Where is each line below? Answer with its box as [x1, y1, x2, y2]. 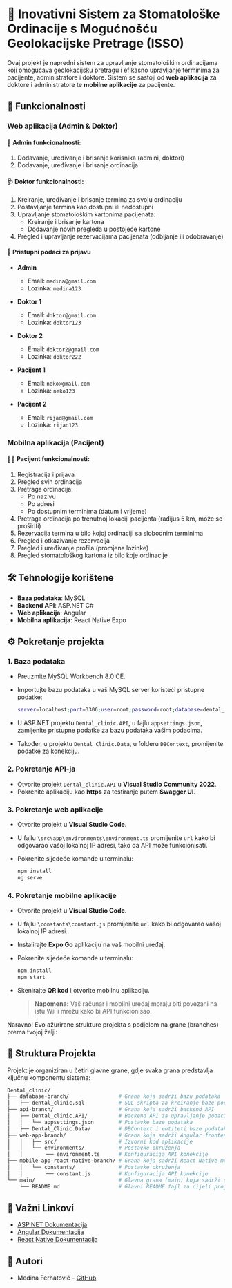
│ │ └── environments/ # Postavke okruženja [7, 1144, 181, 1152]
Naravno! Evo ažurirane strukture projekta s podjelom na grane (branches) [7, 1020, 219, 1029]
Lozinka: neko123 [27, 386, 75, 395]
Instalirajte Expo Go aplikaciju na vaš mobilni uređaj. [17, 940, 166, 949]
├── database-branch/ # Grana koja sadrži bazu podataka [7, 1093, 221, 1100]
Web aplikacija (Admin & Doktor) [7, 121, 119, 131]
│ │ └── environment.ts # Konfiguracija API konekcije [7, 1151, 209, 1158]
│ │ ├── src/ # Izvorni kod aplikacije [7, 1138, 193, 1145]
